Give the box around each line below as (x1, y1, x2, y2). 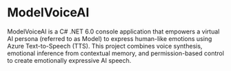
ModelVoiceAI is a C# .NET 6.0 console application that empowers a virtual (7, 27, 220, 35)
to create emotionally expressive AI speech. (7, 56, 132, 64)
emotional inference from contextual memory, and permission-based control (7, 49, 224, 57)
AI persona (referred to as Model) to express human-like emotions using (7, 34, 212, 42)
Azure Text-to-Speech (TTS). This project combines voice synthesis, (7, 42, 203, 50)
